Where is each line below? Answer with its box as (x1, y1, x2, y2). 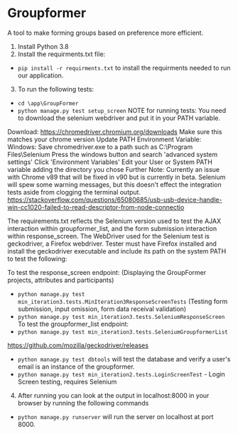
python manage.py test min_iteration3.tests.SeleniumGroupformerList (17, 328, 229, 335)
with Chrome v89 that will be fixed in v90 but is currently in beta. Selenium (7, 173, 226, 181)
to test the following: (7, 254, 67, 263)
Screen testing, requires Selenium (17, 377, 117, 386)
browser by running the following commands (17, 398, 149, 407)
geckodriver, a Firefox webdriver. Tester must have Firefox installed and (7, 239, 217, 248)
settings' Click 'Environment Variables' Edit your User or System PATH (7, 158, 213, 166)
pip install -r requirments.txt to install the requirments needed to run (17, 63, 231, 72)
